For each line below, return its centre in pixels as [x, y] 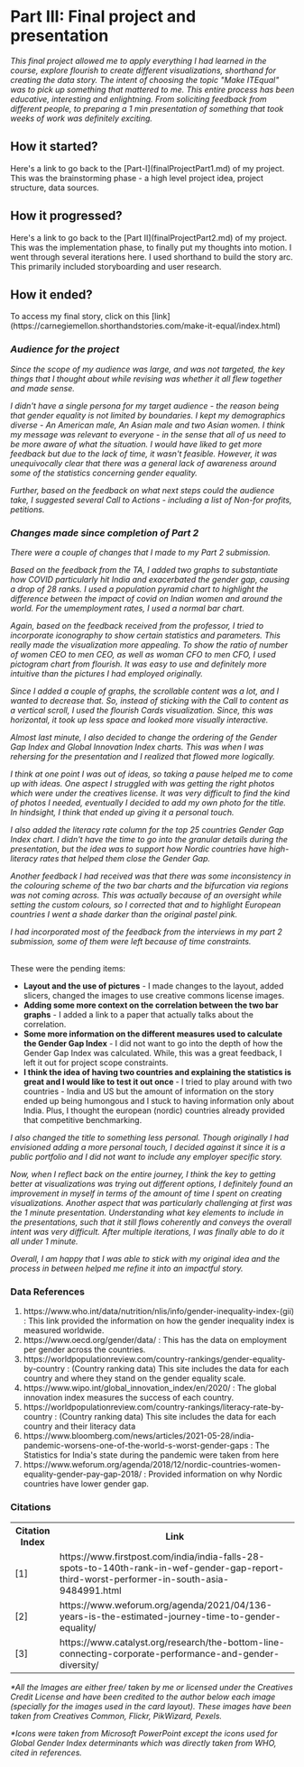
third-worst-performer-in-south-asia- [144, 1578]
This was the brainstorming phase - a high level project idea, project [137, 178]
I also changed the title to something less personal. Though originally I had [150, 1137]
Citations [31, 1507]
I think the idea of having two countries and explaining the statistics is [157, 1072]
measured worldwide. [64, 1330]
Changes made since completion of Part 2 [105, 532]
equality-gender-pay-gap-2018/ [83, 1474]
